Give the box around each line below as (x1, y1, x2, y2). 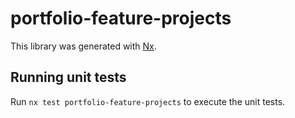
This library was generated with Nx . (10, 40, 157, 52)
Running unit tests (10, 69, 127, 86)
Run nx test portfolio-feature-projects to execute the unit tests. (10, 95, 286, 107)
